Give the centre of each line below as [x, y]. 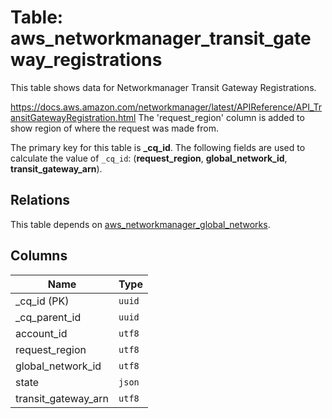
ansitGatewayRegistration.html [73, 117]
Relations [40, 200]
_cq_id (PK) [42, 301]
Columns [39, 256]
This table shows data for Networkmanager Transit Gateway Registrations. [163, 87]
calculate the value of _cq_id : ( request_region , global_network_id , [149, 158]
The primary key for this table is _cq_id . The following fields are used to [158, 147]
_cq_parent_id [48, 317]
